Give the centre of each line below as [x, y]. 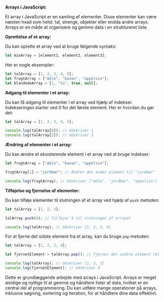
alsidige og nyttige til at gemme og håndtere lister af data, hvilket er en [77, 282]
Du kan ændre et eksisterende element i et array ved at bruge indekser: [78, 154]
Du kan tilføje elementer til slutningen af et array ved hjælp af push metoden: [82, 200]
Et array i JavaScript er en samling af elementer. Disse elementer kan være [81, 17]
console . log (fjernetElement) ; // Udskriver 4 [52, 268]
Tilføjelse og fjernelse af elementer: [42, 190]
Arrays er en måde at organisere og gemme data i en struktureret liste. [77, 27]
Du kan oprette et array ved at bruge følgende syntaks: [61, 46]
